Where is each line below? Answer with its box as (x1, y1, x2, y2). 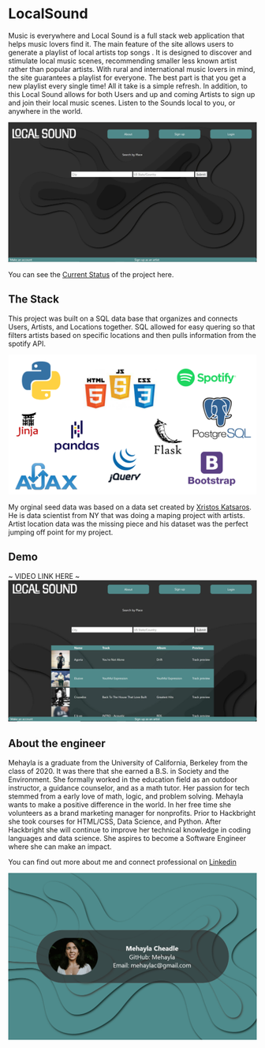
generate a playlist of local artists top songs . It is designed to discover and (8, 47, 252, 57)
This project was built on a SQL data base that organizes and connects (8, 314, 238, 323)
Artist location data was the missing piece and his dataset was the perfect (8, 519, 248, 528)
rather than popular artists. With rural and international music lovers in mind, (8, 64, 256, 73)
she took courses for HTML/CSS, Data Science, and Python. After (8, 817, 222, 826)
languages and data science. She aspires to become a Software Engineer (8, 833, 247, 843)
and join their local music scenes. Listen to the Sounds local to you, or (8, 98, 236, 107)
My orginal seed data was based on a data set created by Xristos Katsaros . (8, 502, 252, 512)
